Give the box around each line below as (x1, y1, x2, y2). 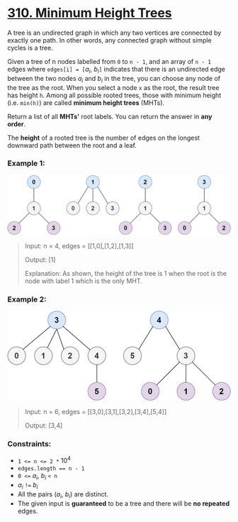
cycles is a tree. (7, 43, 53, 52)
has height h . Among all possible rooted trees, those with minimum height (7, 91, 222, 99)
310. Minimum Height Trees (7, 5, 172, 21)
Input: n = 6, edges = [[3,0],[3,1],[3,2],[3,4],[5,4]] (24, 408, 167, 416)
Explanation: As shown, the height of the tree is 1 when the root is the (24, 269, 227, 277)
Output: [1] (24, 255, 56, 264)
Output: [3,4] (24, 421, 63, 430)
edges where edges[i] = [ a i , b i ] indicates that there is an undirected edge (7, 65, 225, 75)
